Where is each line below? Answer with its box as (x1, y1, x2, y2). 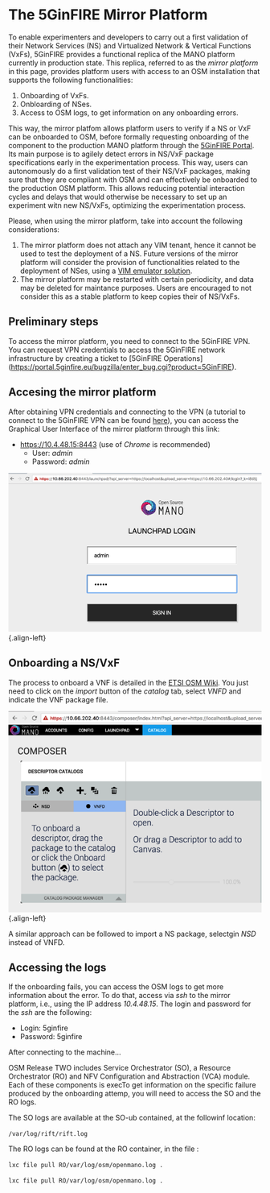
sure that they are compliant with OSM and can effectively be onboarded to (8, 175, 258, 184)
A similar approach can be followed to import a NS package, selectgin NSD (8, 929, 256, 938)
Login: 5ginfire (19, 1023, 68, 1033)
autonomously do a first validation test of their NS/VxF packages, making (8, 166, 251, 176)
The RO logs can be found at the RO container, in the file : (8, 1144, 199, 1154)
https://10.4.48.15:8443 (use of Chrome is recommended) (19, 439, 211, 449)
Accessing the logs (8, 960, 107, 974)
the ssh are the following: (8, 1008, 92, 1017)
